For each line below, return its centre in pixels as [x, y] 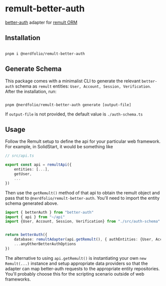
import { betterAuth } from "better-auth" [49, 212]
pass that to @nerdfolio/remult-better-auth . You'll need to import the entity [82, 198]
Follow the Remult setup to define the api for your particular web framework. [83, 141]
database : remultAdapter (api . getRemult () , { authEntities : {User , [84, 239]
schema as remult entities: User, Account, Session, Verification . [83, 86]
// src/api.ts [20, 156]
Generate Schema [33, 69]
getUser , [23, 174]
